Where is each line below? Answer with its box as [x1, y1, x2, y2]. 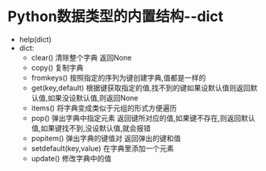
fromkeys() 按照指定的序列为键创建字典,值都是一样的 [31, 73, 206, 82]
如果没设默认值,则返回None [47, 93, 139, 102]
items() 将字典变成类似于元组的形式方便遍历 [31, 102, 177, 113]
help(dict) [19, 34, 52, 44]
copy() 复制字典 [31, 62, 84, 73]
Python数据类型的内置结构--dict [7, 7, 223, 26]
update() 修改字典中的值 [31, 153, 112, 163]
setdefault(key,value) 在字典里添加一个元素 [31, 143, 174, 153]
